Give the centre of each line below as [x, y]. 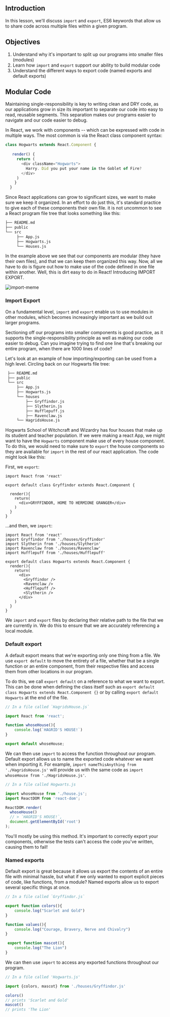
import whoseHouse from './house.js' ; [46, 794]
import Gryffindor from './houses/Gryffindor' [55, 540]
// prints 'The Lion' [28, 1010]
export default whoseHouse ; [35, 744]
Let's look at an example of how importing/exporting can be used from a [81, 358]
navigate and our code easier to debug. [46, 120]
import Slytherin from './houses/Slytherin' [53, 544]
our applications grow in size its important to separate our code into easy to [84, 109]
